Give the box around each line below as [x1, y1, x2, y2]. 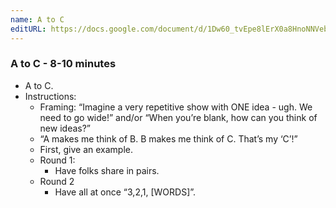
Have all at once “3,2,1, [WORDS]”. [54, 186, 197, 198]
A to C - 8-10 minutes [10, 57, 117, 71]
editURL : [10, 24, 47, 34]
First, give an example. [39, 143, 133, 155]
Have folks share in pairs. [54, 164, 160, 176]
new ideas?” [39, 122, 92, 134]
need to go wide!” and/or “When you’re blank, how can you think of [39, 111, 318, 123]
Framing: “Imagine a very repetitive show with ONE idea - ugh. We [39, 101, 313, 113]
